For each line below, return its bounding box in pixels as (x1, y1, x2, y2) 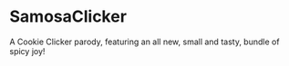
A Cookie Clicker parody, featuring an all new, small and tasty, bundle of (9, 36, 280, 47)
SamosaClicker (9, 6, 128, 27)
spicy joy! (9, 45, 46, 56)
